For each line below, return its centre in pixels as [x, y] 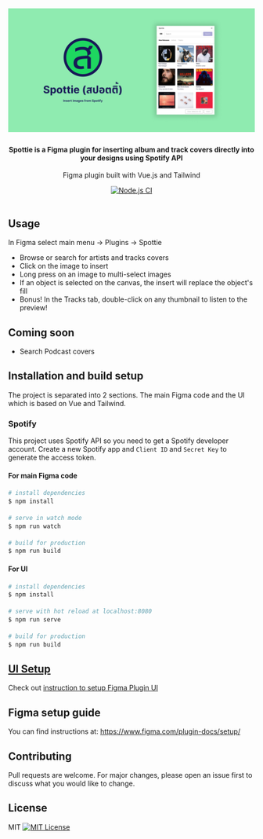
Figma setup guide [54, 712]
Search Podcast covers [57, 352]
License [28, 808]
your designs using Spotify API [131, 158]
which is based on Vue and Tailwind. [67, 403]
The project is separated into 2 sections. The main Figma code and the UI [126, 395]
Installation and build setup [76, 376]
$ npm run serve [34, 620]
